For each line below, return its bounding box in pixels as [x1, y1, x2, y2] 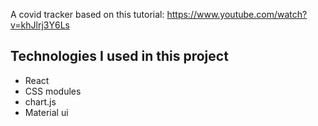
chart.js [24, 95, 57, 108]
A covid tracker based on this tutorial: [10, 9, 165, 20]
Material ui [24, 106, 69, 118]
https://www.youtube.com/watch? [166, 9, 308, 20]
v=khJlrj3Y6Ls [10, 19, 70, 31]
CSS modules [24, 85, 82, 97]
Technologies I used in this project [10, 48, 229, 65]
